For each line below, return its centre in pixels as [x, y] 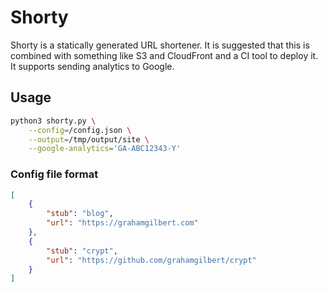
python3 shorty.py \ [53, 121]
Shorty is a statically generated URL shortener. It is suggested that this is [160, 45]
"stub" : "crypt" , [82, 251]
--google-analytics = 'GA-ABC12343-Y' [105, 149]
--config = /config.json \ [80, 130]
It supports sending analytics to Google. [92, 66]
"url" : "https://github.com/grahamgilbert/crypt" [151, 260]
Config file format [54, 174]
